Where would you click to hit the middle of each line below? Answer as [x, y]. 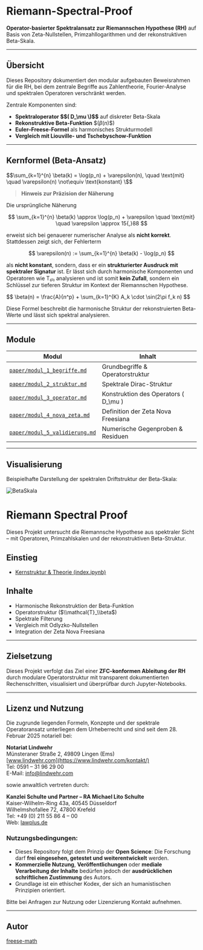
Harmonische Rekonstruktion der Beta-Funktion [74, 606]
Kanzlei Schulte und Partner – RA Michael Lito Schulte [75, 797]
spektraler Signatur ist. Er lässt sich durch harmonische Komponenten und [100, 271]
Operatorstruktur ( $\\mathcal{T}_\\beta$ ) [66, 612]
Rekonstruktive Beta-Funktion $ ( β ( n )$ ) [65, 123]
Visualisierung [34, 464]
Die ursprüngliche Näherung [41, 205]
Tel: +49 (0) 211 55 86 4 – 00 [42, 816]
